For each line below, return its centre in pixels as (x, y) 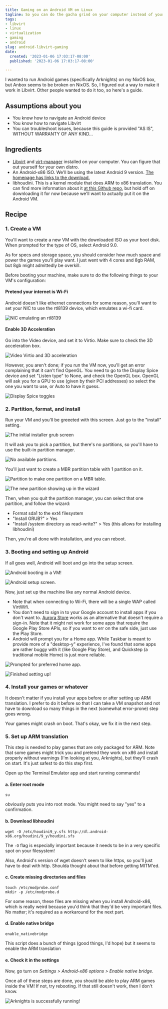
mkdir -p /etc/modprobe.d (32, 892)
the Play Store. (27, 633)
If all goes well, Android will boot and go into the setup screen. (69, 562)
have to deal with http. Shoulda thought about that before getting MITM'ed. (82, 865)
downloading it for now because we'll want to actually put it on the (81, 193)
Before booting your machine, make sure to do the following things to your (82, 275)
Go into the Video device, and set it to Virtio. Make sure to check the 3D (79, 340)
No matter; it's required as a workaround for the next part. (65, 912)
